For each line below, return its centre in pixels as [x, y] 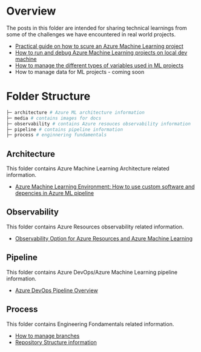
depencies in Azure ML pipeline [54, 193]
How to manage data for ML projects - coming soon [80, 71]
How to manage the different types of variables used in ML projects [99, 65]
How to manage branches [47, 336]
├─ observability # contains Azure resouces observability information [98, 124]
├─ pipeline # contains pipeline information [64, 129]
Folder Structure [48, 97]
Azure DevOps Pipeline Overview [56, 290]
